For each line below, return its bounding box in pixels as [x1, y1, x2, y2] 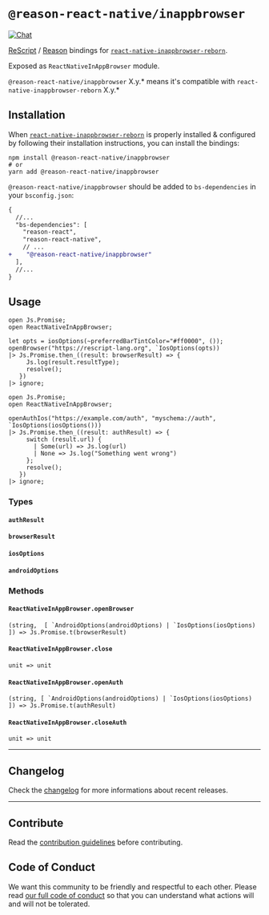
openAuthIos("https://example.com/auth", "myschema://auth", [8, 415, 217, 423]
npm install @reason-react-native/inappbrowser [8, 153, 171, 162]
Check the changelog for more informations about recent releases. [8, 785, 228, 796]
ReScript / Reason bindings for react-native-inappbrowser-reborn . [8, 45, 228, 55]
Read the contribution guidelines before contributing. [8, 837, 183, 847]
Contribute [8, 816, 64, 830]
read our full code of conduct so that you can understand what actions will [8, 890, 255, 900]
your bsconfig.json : [8, 190, 74, 200]
